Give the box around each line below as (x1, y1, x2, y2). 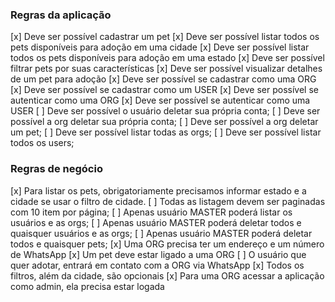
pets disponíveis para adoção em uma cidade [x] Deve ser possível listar (10, 41, 310, 53)
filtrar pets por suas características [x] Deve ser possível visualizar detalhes (10, 63, 323, 75)
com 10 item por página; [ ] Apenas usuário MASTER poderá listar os (10, 206, 293, 218)
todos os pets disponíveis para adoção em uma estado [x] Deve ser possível (10, 52, 325, 64)
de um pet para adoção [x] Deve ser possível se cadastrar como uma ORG (10, 73, 317, 85)
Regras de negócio (10, 162, 103, 176)
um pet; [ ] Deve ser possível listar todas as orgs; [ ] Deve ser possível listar (10, 126, 322, 138)
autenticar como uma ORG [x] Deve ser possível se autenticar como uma (10, 94, 311, 107)
